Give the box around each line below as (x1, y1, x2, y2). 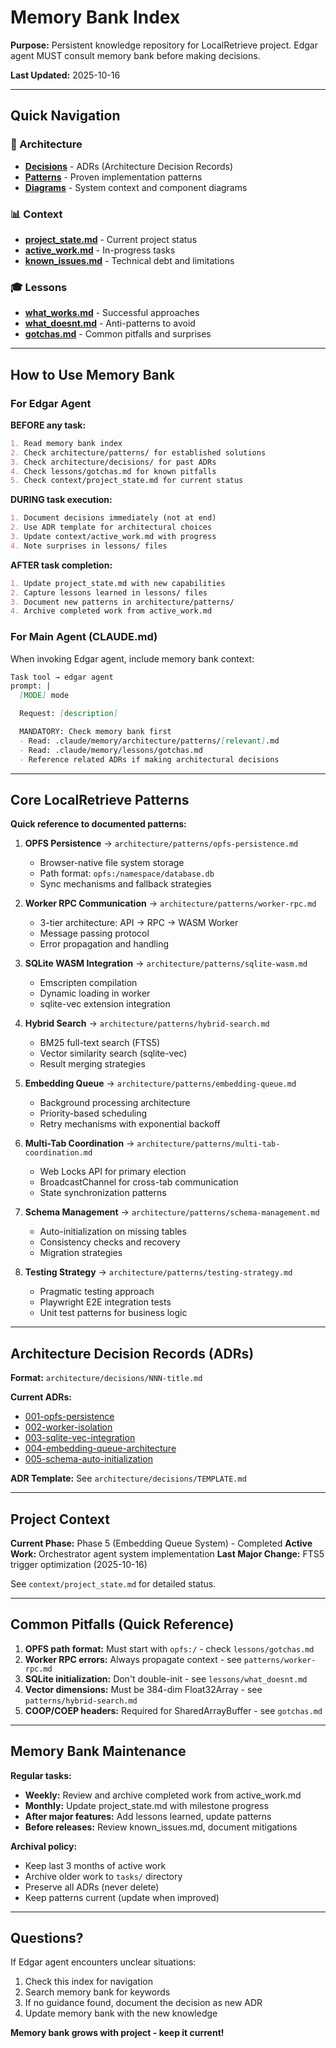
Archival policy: (10, 1840, 78, 1852)
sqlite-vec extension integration (39, 998, 171, 1010)
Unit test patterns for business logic (39, 1307, 188, 1319)
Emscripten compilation (39, 977, 138, 989)
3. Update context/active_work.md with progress (10, 532, 217, 542)
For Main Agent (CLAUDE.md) (10, 630, 158, 644)
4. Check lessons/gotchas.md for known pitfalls (10, 466, 217, 476)
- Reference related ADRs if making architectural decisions (19, 754, 280, 765)
